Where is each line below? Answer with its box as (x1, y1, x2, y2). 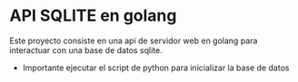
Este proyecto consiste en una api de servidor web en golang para (9, 35, 258, 46)
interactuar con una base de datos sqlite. (9, 44, 163, 55)
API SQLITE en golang (9, 5, 177, 26)
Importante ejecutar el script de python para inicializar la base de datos (22, 62, 290, 73)
